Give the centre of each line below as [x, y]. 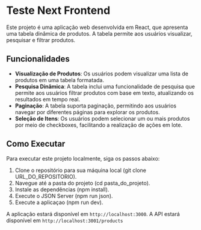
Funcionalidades [38, 59]
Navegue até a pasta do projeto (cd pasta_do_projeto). [82, 183]
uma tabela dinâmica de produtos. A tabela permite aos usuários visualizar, [99, 33]
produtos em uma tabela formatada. [59, 80]
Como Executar [36, 144]
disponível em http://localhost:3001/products [65, 220]
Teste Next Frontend [58, 11]
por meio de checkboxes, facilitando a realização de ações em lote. [98, 125]
